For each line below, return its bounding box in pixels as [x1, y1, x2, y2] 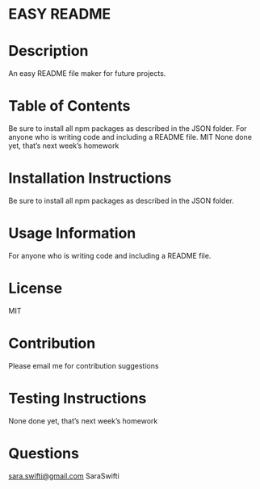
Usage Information [8, 224, 136, 242]
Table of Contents [8, 97, 131, 116]
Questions [8, 444, 79, 462]
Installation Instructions [8, 169, 172, 188]
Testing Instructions [8, 390, 147, 407]
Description [8, 42, 89, 61]
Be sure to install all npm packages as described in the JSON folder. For [8, 124, 248, 133]
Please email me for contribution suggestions [8, 360, 159, 370]
